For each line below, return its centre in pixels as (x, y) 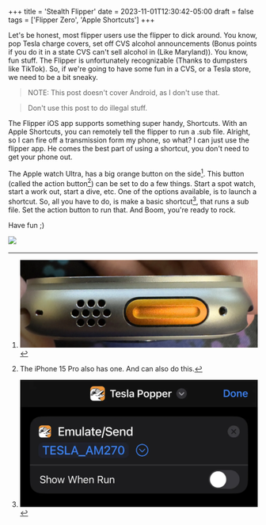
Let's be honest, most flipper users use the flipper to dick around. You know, (133, 35)
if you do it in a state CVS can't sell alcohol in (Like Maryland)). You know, (128, 52)
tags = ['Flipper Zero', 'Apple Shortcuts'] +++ (82, 20)
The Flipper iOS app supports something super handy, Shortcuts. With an (128, 123)
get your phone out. (40, 157)
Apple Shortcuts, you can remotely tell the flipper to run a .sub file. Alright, (129, 131)
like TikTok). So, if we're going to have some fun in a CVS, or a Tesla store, (130, 69)
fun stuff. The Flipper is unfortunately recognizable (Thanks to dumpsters (128, 60)
